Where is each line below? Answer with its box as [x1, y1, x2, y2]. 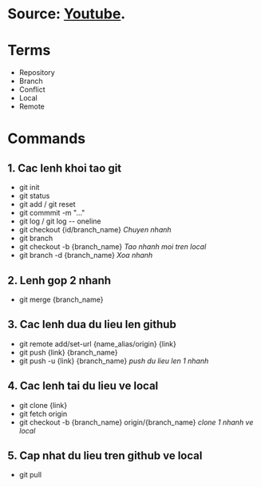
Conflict [18, 85, 45, 94]
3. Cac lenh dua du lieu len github [7, 318, 176, 331]
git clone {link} [18, 400, 68, 410]
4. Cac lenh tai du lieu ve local [7, 379, 159, 393]
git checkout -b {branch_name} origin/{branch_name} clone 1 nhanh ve [18, 417, 254, 427]
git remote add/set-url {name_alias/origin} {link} [18, 339, 177, 348]
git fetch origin [18, 409, 68, 418]
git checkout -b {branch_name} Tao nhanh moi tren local [18, 242, 207, 251]
